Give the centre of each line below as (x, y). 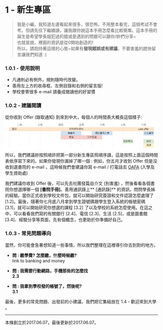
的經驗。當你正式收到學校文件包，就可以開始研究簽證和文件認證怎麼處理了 (79, 195)
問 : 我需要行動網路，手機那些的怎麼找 (50, 270)
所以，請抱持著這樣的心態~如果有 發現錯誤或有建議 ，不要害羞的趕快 (84, 48)
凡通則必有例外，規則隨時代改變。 (46, 80)
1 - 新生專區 (28, 10)
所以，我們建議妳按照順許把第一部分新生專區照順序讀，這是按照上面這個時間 (81, 155)
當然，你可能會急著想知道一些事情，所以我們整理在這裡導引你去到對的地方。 (81, 245)
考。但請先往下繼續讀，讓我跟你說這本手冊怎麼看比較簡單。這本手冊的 (87, 30)
